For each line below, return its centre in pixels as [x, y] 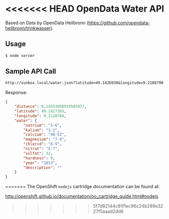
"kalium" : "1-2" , [41, 130]
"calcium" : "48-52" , [45, 135]
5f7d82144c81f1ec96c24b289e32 [128, 206]
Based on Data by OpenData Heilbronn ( [47, 23]
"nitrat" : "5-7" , [41, 149]
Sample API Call [31, 71]
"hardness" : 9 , [39, 158]
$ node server [20, 56]
